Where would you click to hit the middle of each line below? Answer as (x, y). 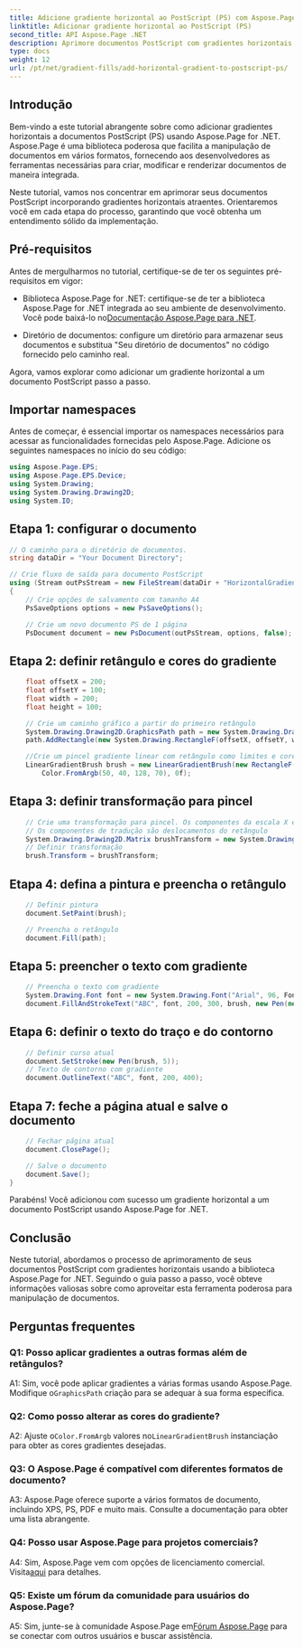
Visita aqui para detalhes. (55, 1572)
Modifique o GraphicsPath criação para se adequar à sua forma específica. (147, 1392)
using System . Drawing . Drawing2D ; (72, 492)
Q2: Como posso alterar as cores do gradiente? (115, 1416)
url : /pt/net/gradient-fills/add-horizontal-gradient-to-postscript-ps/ (149, 69)
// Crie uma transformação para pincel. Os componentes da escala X (157, 822)
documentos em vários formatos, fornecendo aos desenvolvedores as (140, 155)
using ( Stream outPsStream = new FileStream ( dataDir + (115, 583)
